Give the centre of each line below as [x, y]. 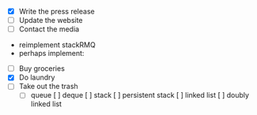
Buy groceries [42, 69]
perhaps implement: [51, 54]
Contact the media [49, 29]
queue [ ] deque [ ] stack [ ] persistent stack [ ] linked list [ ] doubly [140, 95]
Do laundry [37, 77]
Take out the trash [48, 87]
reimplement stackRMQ [57, 45]
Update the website [51, 20]
